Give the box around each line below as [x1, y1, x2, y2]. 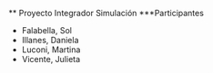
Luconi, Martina [21, 44, 81, 55]
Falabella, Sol [21, 25, 72, 35]
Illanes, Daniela [21, 35, 79, 45]
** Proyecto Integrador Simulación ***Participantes [8, 8, 204, 18]
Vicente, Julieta [21, 54, 81, 64]
